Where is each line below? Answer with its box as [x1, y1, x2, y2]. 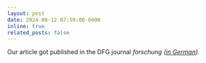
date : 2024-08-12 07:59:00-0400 [7, 16, 101, 23]
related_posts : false [7, 29, 70, 36]
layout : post [7, 10, 45, 17]
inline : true [7, 23, 45, 29]
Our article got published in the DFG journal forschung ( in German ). [7, 48, 200, 56]
